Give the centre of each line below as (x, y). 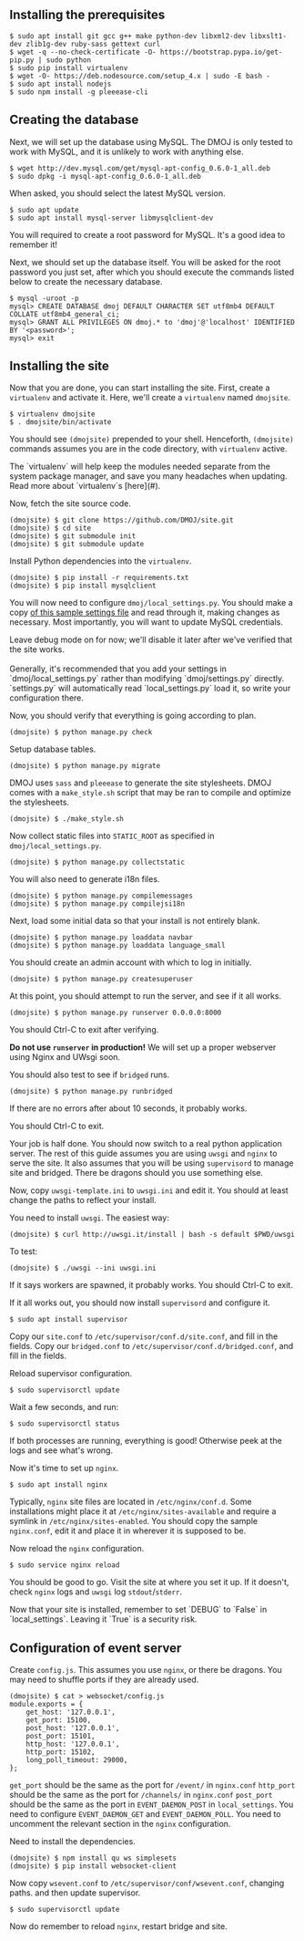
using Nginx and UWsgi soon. (65, 1057)
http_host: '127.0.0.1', (73, 1744)
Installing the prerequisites (87, 15)
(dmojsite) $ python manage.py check (81, 732)
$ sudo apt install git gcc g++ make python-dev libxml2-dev (128, 36)
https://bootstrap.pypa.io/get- (221, 52)
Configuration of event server (96, 1648)
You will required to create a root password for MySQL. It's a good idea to (147, 234)
